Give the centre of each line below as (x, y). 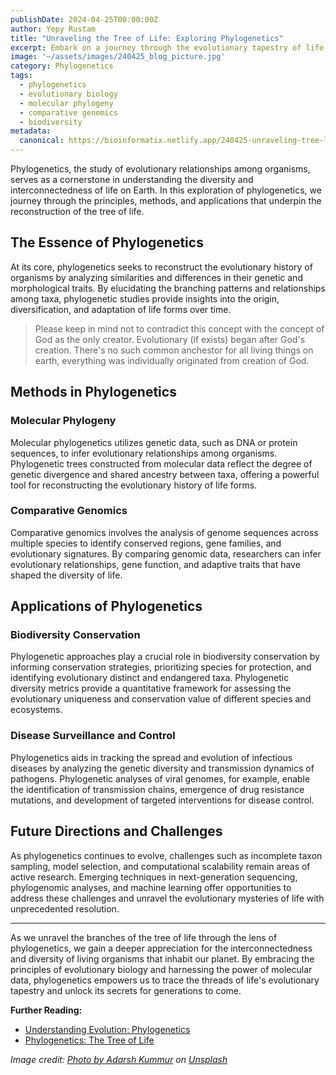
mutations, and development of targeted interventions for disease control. (162, 800)
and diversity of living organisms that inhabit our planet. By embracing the (162, 958)
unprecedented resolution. (65, 908)
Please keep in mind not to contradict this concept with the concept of (179, 328)
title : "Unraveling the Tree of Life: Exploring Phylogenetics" (147, 38)
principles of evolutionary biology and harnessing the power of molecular (161, 969)
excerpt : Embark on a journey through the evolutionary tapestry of (156, 47)
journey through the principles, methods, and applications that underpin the (166, 200)
